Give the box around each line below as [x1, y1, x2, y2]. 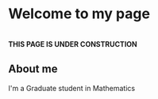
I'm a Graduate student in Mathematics [8, 83, 136, 93]
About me [8, 63, 58, 76]
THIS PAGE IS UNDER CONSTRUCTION [8, 39, 137, 48]
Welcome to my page [8, 5, 151, 23]
